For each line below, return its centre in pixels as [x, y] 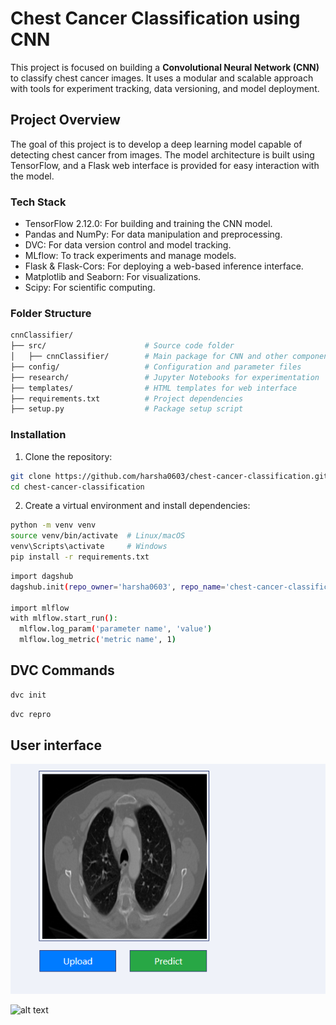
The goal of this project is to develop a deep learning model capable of [156, 144]
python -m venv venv [53, 525]
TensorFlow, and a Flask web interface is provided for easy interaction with [165, 165]
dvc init [28, 695]
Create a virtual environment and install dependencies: [137, 506]
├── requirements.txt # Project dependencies [127, 398]
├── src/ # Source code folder [122, 346]
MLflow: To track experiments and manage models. [130, 256]
